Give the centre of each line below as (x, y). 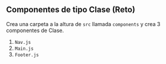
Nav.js (23, 42)
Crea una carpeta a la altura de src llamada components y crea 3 (83, 24)
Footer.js (27, 55)
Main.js (24, 49)
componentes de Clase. (35, 30)
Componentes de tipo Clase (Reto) (71, 10)
